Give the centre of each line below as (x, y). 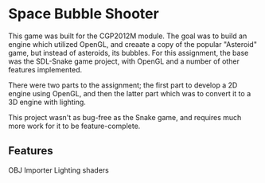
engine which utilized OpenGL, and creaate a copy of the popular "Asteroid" (132, 44)
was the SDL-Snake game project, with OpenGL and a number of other (124, 61)
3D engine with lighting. (47, 102)
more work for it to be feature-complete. (74, 126)
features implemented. (45, 69)
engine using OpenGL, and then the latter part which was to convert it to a (130, 93)
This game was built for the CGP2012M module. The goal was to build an (128, 36)
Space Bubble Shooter (84, 14)
